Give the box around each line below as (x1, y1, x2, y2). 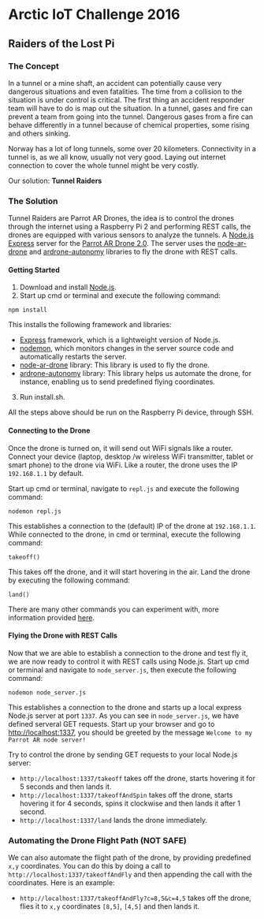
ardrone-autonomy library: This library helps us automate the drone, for (19, 369, 252, 378)
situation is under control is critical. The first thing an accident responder (8, 95, 245, 104)
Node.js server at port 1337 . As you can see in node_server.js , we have (8, 711, 240, 720)
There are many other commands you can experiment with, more (8, 605, 219, 614)
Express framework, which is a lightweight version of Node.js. (19, 335, 221, 344)
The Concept (8, 61, 59, 72)
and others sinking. (8, 128, 71, 138)
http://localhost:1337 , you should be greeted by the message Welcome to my (8, 727, 253, 737)
